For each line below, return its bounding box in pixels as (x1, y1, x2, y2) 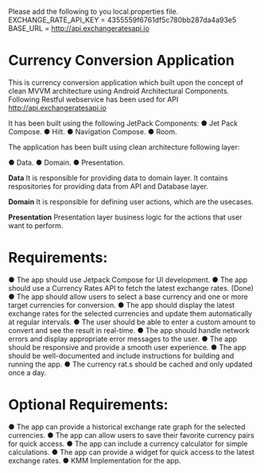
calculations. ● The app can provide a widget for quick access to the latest (8, 447, 254, 456)
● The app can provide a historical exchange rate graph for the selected (8, 421, 246, 432)
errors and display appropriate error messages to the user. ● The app (8, 334, 237, 343)
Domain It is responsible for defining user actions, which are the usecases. (8, 196, 254, 206)
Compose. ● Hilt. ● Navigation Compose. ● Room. (8, 126, 177, 136)
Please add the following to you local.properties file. (8, 7, 179, 16)
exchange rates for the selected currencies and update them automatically (8, 308, 253, 318)
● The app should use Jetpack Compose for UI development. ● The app (8, 274, 248, 285)
